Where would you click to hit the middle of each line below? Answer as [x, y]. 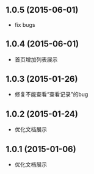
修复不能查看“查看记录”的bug [51, 95]
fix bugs [25, 24]
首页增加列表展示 [36, 59]
